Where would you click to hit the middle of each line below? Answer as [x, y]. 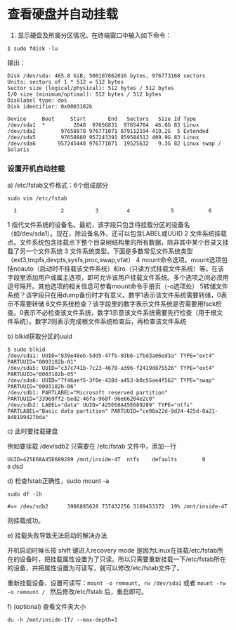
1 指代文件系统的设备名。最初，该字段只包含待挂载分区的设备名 [99, 225]
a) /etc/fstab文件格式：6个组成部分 [58, 185]
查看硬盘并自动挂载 [63, 14]
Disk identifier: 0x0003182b [50, 106]
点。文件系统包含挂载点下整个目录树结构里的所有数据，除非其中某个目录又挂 [118, 243]
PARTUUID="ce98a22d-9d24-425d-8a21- [165, 411]
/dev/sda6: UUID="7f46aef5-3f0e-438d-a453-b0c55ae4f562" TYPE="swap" [111, 380]
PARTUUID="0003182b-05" [42, 374]
